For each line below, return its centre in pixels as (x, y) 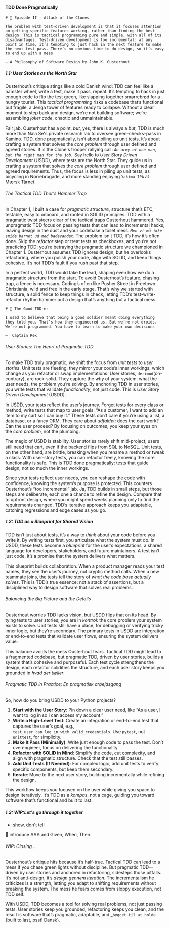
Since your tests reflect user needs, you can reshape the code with (75, 478)
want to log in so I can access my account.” (58, 715)
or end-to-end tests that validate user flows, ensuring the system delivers (82, 636)
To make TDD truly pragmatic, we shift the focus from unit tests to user (79, 362)
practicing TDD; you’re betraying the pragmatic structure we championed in (84, 247)
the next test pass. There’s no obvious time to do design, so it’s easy (85, 49)
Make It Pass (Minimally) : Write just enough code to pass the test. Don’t (88, 742)
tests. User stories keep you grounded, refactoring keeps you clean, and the (85, 909)
